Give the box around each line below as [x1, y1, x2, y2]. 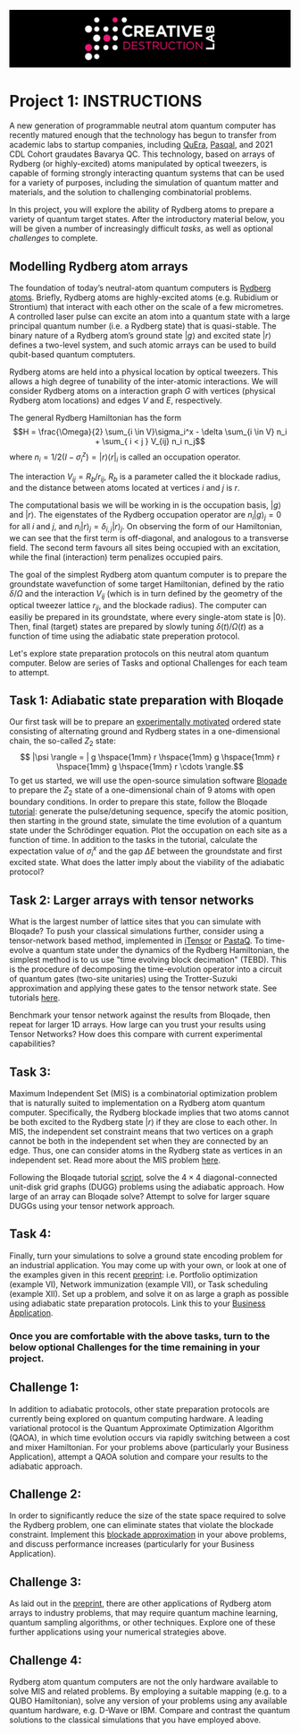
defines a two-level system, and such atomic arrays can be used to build [9, 339, 277, 350]
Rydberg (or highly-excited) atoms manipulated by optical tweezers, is [9, 159, 268, 169]
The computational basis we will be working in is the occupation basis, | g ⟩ [9, 500, 281, 511]
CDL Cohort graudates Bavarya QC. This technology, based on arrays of [9, 149, 275, 159]
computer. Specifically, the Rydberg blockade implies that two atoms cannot [9, 1107, 290, 1118]
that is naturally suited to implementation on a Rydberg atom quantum [9, 1098, 266, 1109]
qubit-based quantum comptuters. [9, 349, 136, 360]
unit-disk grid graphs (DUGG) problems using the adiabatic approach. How [9, 1181, 285, 1192]
